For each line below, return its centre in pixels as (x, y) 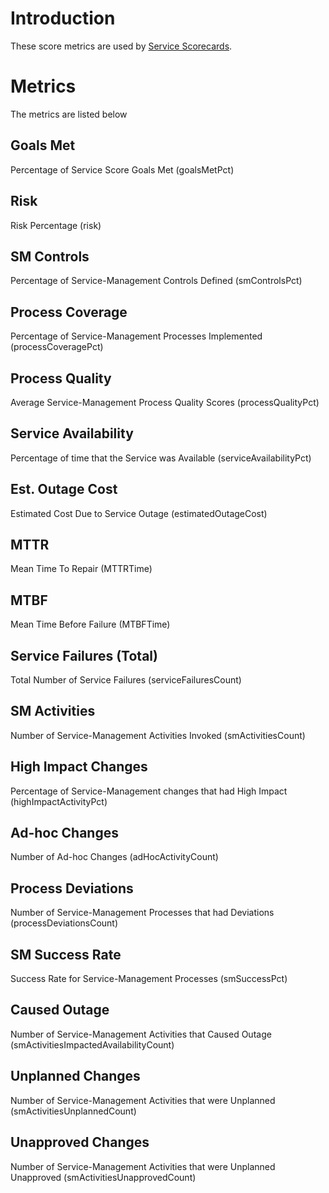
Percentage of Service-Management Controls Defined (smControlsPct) (156, 281)
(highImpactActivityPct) (59, 801)
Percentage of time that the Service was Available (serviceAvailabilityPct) (161, 458)
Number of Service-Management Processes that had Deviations (142, 913)
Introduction (63, 18)
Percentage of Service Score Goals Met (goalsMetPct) (122, 169)
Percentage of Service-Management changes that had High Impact (149, 791)
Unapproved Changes (80, 1142)
